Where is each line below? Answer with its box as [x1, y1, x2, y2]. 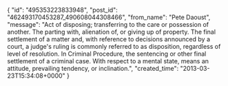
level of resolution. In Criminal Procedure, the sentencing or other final [7, 50, 207, 58]
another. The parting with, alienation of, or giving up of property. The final [7, 28, 216, 36]
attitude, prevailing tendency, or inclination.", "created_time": [7, 65, 179, 72]
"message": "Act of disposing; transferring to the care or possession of [7, 21, 209, 28]
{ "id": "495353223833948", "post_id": [7, 6, 118, 14]
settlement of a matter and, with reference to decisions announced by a [7, 35, 210, 43]
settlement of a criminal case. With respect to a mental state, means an [7, 57, 209, 65]
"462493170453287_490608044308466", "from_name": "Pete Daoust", [7, 13, 211, 21]
